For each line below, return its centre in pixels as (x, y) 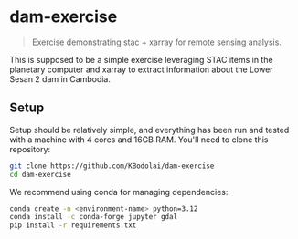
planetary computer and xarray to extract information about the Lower (141, 69)
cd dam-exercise (40, 174)
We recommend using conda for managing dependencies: (119, 192)
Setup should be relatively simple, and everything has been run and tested (149, 130)
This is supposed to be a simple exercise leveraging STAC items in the (141, 59)
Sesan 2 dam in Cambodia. (60, 78)
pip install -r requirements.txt (73, 225)
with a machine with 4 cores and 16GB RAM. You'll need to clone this (139, 140)
